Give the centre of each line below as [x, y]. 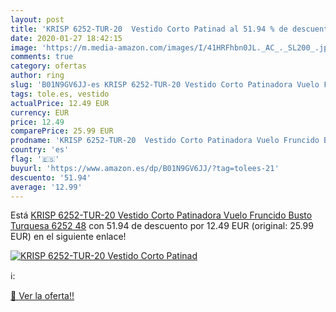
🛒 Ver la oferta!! [42, 296]
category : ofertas [48, 66]
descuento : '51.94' [51, 177]
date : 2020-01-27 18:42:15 [66, 38]
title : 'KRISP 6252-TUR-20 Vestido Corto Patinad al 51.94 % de [149, 29]
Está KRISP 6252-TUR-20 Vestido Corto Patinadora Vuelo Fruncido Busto [161, 215]
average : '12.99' [46, 187]
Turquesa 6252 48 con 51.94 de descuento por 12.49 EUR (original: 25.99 [162, 226]
